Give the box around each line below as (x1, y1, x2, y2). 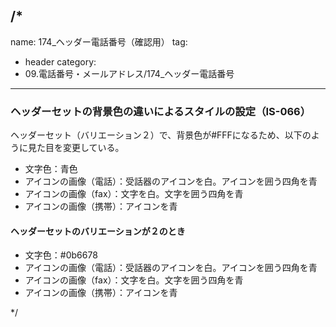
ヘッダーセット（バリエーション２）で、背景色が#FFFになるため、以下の (10, 129, 312, 141)
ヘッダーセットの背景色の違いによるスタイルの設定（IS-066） (10, 104, 312, 118)
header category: (24, 55, 97, 68)
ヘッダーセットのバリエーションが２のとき (10, 225, 186, 237)
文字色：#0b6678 (24, 249, 98, 261)
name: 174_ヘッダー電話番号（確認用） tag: (10, 35, 188, 48)
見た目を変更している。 (27, 142, 125, 154)
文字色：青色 (24, 163, 78, 175)
